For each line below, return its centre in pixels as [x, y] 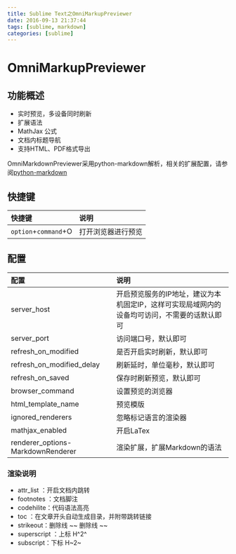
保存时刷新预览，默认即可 [159, 378]
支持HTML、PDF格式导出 [54, 149]
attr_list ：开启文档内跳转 [53, 490]
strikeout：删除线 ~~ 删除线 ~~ [63, 525]
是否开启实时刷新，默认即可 [162, 351]
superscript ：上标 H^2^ [52, 534]
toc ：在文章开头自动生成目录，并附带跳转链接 [85, 517]
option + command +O [41, 231]
